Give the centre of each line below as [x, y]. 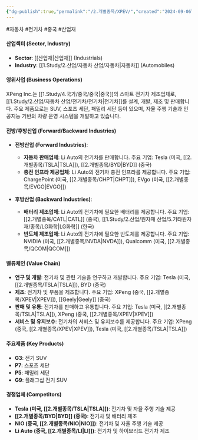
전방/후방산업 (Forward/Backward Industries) [61, 131]
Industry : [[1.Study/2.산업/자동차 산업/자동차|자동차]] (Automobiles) [95, 65]
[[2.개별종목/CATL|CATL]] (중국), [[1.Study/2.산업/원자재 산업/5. [98, 219]
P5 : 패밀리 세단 [32, 372]
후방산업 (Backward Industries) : [53, 199]
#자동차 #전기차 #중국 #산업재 [41, 29]
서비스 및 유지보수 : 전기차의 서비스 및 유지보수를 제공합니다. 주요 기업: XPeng [103, 322]
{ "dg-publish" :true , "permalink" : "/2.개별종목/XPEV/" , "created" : [84, 11]
